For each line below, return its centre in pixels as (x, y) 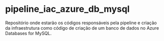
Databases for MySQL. (28, 33)
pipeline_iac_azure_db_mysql (68, 9)
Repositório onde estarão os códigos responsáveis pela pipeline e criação (81, 23)
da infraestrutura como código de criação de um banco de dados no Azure (82, 28)
